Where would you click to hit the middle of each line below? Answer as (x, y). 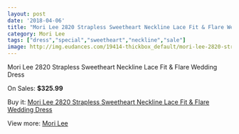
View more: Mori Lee (38, 123)
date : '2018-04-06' (36, 21)
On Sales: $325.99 (35, 88)
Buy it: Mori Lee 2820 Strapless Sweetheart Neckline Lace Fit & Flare (108, 102)
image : (17, 47)
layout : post (27, 14)
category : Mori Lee (36, 34)
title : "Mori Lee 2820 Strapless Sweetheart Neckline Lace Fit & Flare (116, 27)
